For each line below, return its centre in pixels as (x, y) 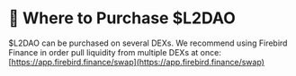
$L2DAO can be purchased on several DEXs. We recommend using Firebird (148, 43)
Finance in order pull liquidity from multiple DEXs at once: (115, 52)
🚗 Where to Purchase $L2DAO (122, 18)
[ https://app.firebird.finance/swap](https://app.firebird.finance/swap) (136, 62)
